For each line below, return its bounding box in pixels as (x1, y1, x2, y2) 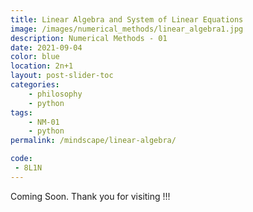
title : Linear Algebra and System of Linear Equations (10, 14, 244, 25)
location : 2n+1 (10, 61, 74, 71)
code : (10, 154, 33, 164)
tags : (10, 107, 33, 118)
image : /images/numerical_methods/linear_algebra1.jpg (10, 24, 244, 34)
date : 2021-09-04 (10, 42, 83, 53)
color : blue (10, 52, 60, 62)
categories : (10, 80, 60, 90)
